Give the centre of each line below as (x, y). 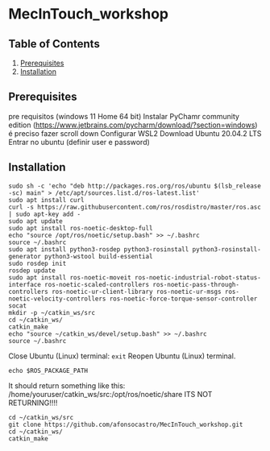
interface (25, 284)
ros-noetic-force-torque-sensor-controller (183, 299)
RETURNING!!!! (33, 403)
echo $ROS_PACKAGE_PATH (48, 370)
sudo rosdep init (37, 263)
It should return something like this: (67, 385)
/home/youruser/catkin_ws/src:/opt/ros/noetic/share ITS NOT (110, 394)
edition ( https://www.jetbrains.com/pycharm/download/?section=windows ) (133, 125)
